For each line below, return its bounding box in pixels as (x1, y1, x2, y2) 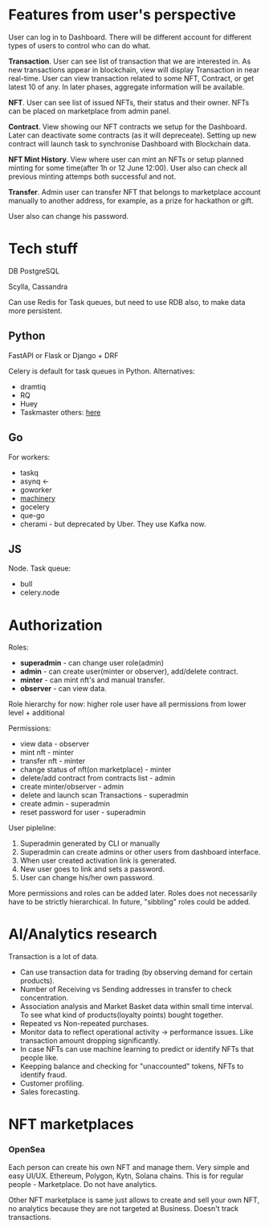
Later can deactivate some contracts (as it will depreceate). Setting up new (8, 130, 257, 140)
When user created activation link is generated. (19, 855, 177, 866)
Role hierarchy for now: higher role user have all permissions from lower (8, 699, 247, 709)
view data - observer (19, 739, 90, 749)
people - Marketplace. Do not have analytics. (8, 1179, 157, 1189)
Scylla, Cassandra (8, 282, 68, 291)
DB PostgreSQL (8, 266, 60, 275)
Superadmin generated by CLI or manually (19, 839, 161, 848)
